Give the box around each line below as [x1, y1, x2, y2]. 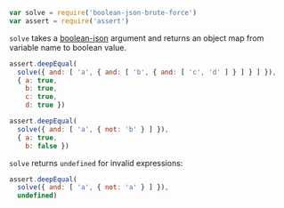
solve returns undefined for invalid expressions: [9, 157, 183, 168]
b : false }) [25, 141, 69, 150]
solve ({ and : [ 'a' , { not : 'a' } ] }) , [17, 183, 169, 192]
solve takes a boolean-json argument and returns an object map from [9, 32, 264, 44]
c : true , [25, 92, 58, 101]
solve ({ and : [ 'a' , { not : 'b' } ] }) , [17, 124, 169, 133]
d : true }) [25, 100, 66, 110]
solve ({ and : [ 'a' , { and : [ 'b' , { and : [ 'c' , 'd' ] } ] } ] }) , [17, 68, 277, 76]
